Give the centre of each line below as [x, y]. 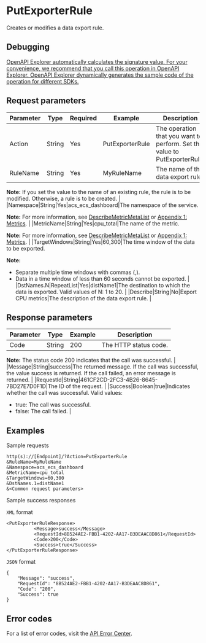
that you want [176, 136]
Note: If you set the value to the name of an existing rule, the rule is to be [99, 192]
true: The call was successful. [53, 405]
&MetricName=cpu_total [35, 473]
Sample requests [28, 445]
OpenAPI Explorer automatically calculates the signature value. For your [97, 61]
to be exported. [26, 248]
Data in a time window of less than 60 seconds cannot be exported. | [102, 279]
